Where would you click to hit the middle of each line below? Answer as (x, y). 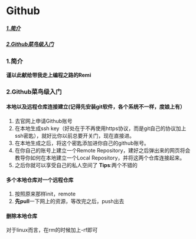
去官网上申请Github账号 (43, 121)
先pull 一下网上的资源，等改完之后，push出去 (69, 201)
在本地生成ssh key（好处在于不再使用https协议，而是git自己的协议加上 (100, 128)
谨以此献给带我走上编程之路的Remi (49, 75)
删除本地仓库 (22, 215)
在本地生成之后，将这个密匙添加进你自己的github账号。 (82, 143)
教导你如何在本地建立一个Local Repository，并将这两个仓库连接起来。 (100, 158)
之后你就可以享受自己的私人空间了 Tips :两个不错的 (76, 165)
